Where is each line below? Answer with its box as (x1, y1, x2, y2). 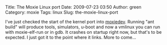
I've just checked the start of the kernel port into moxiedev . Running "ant (5, 19, 155, 24)
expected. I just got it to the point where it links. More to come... (5, 34, 136, 40)
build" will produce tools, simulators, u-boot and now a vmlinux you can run (5, 24, 161, 30)
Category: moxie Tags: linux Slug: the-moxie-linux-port (5, 9, 118, 15)
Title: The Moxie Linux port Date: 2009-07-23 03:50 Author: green (5, 4, 142, 10)
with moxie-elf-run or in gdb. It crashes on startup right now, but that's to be (5, 29, 162, 35)
